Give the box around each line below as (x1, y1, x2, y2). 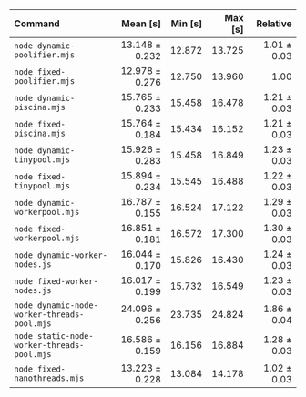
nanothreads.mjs (14, 373, 85, 383)
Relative (256, 17, 292, 30)
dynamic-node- (36, 300, 98, 310)
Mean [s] (121, 17, 162, 30)
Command (14, 17, 61, 30)
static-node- (36, 331, 94, 341)
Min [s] (170, 17, 203, 30)
